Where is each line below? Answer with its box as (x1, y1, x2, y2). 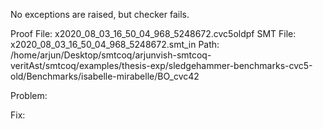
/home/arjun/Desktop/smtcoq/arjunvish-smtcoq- (10, 49, 212, 61)
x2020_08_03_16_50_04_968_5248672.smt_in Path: (10, 39, 220, 50)
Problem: (10, 90, 48, 101)
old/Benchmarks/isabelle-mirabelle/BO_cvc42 (10, 70, 200, 82)
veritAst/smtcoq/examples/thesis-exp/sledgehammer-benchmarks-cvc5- (10, 60, 313, 71)
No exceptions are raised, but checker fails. (10, 9, 190, 20)
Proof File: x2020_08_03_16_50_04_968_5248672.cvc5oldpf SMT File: (10, 28, 297, 39)
